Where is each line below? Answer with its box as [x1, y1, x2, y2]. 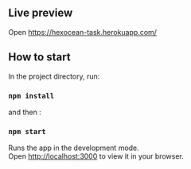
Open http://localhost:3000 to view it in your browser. [8, 152, 185, 161]
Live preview [8, 6, 73, 20]
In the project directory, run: [8, 71, 100, 81]
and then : [8, 107, 41, 117]
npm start [8, 127, 46, 136]
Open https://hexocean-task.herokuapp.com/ [8, 27, 158, 36]
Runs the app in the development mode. [8, 143, 139, 153]
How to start [8, 51, 71, 64]
